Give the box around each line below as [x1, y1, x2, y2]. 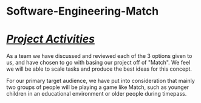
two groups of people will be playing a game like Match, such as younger [6, 83, 189, 91]
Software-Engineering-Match [6, 4, 159, 18]
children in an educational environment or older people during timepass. [6, 90, 187, 98]
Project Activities [6, 32, 95, 46]
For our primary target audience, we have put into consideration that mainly [6, 77, 196, 85]
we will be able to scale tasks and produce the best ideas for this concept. [6, 65, 192, 73]
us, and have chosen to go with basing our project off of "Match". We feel [6, 59, 191, 66]
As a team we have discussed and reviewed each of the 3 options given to [6, 52, 192, 60]
